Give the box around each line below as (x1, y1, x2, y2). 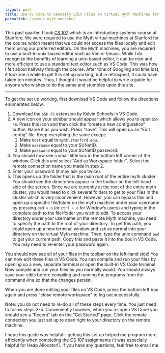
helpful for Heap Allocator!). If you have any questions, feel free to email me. (5, 342, 160, 348)
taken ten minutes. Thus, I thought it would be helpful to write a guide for (5, 77, 153, 83)
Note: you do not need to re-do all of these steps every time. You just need (5, 301, 156, 307)
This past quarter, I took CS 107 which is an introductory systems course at (5, 30, 157, 36)
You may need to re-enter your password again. (12, 241, 110, 247)
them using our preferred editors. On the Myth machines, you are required (5, 45, 155, 52)
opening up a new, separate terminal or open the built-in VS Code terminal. (5, 262, 157, 267)
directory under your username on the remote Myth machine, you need (12, 215, 156, 221)
